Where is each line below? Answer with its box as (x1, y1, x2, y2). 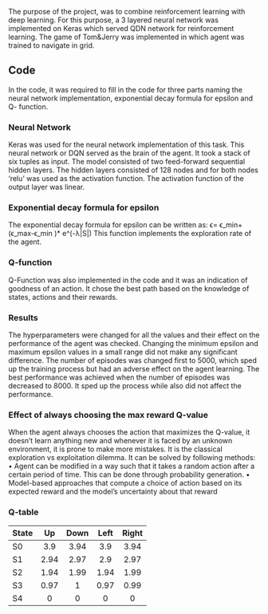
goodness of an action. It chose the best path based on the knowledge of (8, 283, 250, 293)
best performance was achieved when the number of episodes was (8, 372, 231, 382)
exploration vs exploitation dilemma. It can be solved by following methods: (8, 453, 256, 462)
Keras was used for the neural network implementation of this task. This (8, 140, 245, 150)
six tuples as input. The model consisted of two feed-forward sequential (8, 157, 246, 167)
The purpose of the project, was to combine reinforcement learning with (8, 7, 246, 16)
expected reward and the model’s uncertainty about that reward (8, 486, 218, 497)
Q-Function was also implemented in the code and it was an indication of (8, 275, 248, 285)
